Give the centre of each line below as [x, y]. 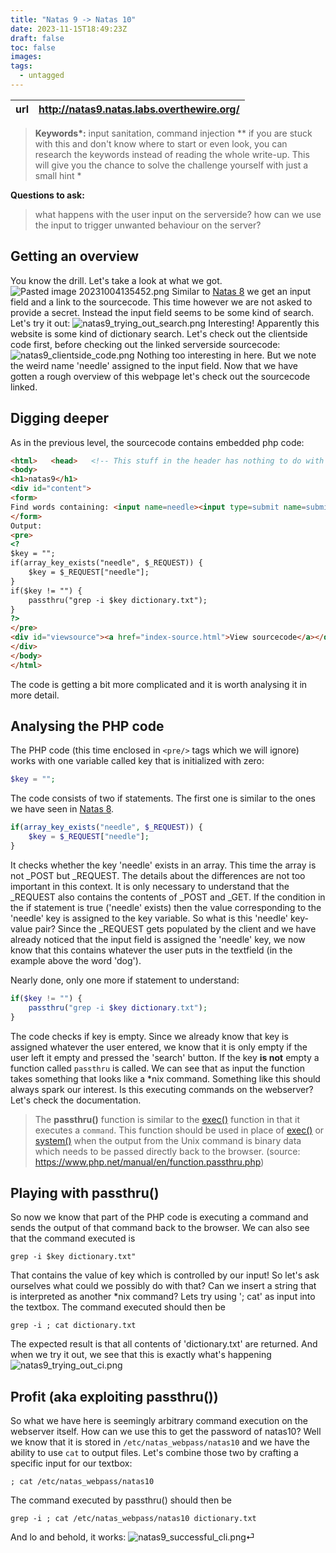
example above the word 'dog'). [76, 960]
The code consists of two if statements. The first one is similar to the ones [163, 798]
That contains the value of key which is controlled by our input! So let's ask [165, 1275]
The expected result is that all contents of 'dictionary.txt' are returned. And [164, 1344]
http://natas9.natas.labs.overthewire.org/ [139, 109]
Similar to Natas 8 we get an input [241, 291]
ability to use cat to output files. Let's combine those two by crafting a [154, 1453]
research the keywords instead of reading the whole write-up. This [172, 154]
